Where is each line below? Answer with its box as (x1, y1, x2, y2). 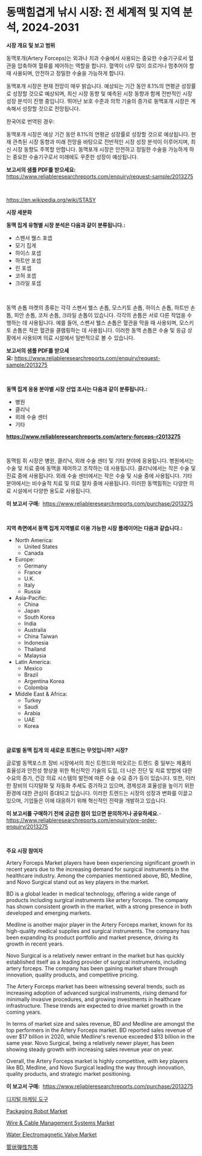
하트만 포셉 (14, 257, 42, 264)
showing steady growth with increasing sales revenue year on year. (6, 1046, 174, 1053)
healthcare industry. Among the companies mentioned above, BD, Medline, (6, 872, 193, 879)
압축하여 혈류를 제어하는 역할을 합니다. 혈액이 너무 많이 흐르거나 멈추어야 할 (17, 62, 195, 69)
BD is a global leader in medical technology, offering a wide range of (6, 890, 177, 897)
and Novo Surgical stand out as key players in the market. (6, 878, 150, 885)
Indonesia (24, 639, 49, 646)
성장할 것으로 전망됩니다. (22, 105, 81, 112)
